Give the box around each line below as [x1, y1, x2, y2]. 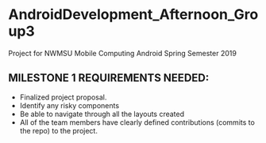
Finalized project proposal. [19, 92, 107, 102]
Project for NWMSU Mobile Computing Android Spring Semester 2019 [8, 48, 237, 58]
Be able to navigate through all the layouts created [19, 109, 185, 119]
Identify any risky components [19, 100, 120, 110]
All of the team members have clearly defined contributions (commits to [19, 117, 256, 127]
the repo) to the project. [19, 126, 98, 135]
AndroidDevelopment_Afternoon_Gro [8, 6, 259, 24]
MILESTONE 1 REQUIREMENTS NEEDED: [8, 71, 210, 85]
